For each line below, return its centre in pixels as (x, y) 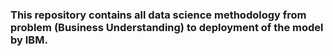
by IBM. (29, 40)
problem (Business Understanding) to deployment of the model (167, 27)
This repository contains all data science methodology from (158, 15)
